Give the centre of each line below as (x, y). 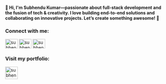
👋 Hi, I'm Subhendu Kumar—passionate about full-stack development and (83, 7)
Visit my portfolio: (27, 59)
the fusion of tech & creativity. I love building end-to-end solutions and (80, 12)
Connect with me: (27, 31)
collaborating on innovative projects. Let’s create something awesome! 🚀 (82, 18)
